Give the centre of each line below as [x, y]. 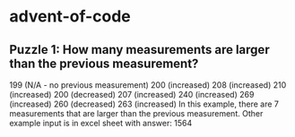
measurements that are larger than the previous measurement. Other [136, 113]
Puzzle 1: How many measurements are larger [140, 50]
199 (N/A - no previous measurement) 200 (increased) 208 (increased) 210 [148, 85]
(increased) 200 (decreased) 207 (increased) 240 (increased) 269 [132, 94]
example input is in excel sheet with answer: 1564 [101, 123]
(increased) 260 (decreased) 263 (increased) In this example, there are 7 [144, 104]
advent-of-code [70, 17]
